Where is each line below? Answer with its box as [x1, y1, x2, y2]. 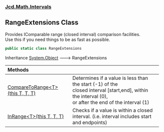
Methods [7, 66, 29, 73]
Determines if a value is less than [72, 75, 148, 81]
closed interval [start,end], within [72, 87, 148, 94]
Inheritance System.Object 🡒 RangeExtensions [5, 55, 107, 60]
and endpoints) [72, 119, 107, 126]
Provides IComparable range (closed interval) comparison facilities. [5, 31, 141, 37]
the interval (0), [72, 93, 108, 99]
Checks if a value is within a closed [72, 107, 153, 113]
